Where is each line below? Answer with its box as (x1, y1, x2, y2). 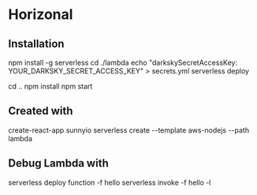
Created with (8, 104, 73, 118)
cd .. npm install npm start (8, 81, 93, 91)
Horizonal (8, 6, 73, 24)
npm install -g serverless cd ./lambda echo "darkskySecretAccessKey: (8, 58, 238, 67)
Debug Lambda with (8, 156, 109, 171)
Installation (8, 37, 65, 51)
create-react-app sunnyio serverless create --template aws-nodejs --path (8, 125, 250, 135)
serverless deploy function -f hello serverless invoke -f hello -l (8, 178, 211, 187)
